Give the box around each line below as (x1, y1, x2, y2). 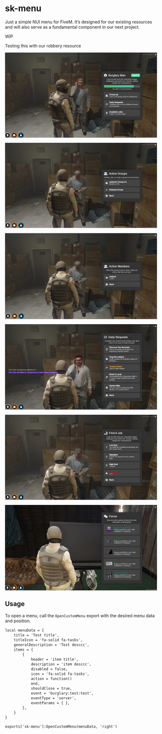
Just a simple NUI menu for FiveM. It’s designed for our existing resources (5, 19, 152, 25)
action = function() (30, 676, 72, 681)
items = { (13, 647, 34, 652)
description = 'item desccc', (30, 662, 92, 667)
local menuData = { (5, 628, 44, 633)
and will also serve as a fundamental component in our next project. (5, 24, 140, 30)
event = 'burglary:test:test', (30, 691, 94, 696)
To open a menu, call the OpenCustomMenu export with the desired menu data (5, 612, 155, 618)
